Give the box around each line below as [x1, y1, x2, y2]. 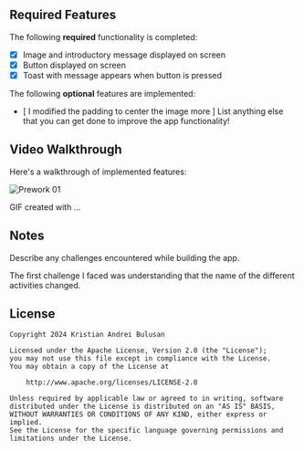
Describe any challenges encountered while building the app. [9, 252, 240, 263]
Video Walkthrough [9, 141, 122, 158]
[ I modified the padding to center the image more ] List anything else [22, 106, 284, 117]
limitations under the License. [9, 434, 132, 444]
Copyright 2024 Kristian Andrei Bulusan [9, 330, 166, 340]
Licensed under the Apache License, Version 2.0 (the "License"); [9, 346, 267, 355]
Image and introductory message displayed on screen [22, 49, 226, 60]
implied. [9, 418, 43, 427]
